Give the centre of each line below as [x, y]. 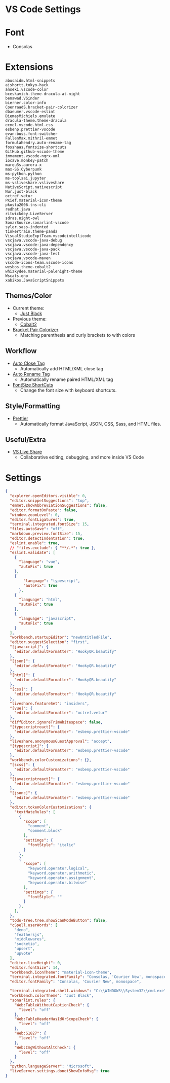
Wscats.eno [17, 276]
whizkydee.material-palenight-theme [44, 272]
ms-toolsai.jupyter [26, 179]
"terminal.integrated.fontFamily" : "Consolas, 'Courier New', [77, 977]
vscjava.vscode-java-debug [34, 240]
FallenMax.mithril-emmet [31, 138]
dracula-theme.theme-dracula [36, 121]
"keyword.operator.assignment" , [62, 878]
